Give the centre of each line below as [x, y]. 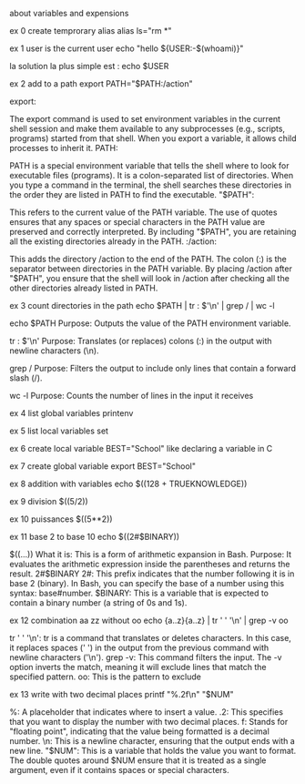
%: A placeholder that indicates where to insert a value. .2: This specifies [147, 712]
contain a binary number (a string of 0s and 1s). [98, 603]
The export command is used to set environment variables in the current [145, 119]
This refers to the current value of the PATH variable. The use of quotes [143, 212]
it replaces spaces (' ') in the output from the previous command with [139, 647]
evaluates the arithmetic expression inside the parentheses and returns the [150, 564]
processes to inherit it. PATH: [64, 148]
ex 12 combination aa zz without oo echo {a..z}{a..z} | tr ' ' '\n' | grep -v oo [149, 620]
